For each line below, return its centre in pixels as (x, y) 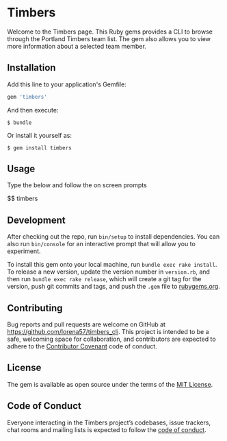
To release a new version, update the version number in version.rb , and (109, 272)
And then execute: (33, 110)
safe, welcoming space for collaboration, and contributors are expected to (112, 339)
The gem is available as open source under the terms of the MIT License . (110, 384)
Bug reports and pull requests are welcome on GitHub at (86, 324)
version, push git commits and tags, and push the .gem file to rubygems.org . (114, 287)
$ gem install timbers (39, 148)
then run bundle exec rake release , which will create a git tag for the (104, 279)
